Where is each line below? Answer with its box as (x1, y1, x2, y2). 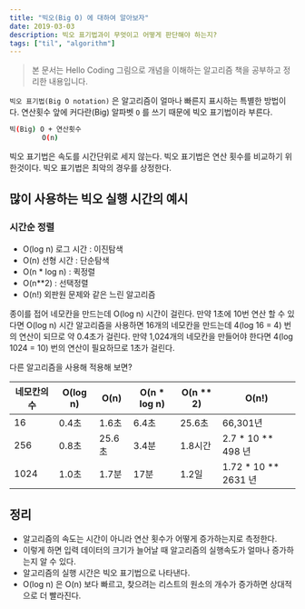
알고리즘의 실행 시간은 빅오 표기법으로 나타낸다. (22, 567, 191, 578)
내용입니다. (48, 76, 88, 87)
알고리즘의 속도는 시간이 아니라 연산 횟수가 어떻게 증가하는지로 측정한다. (22, 533, 278, 544)
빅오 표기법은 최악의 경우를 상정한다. (43, 163, 172, 173)
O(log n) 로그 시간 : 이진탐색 (22, 243, 124, 255)
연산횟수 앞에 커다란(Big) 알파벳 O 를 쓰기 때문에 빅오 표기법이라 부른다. (21, 106, 273, 118)
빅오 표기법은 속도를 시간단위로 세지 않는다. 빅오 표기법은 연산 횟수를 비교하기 (9, 151, 283, 162)
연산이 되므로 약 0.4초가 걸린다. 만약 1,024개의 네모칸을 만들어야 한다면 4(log (18, 331, 293, 342)
